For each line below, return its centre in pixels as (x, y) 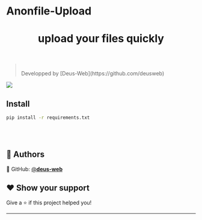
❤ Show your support (48, 188)
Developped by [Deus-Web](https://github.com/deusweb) (93, 74)
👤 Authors (26, 155)
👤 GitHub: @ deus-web (35, 169)
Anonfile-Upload (49, 11)
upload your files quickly (101, 39)
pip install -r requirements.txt (48, 118)
